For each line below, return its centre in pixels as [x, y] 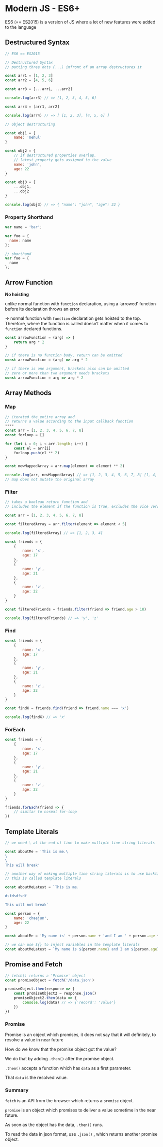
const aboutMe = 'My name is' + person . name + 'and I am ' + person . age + [82, 936]
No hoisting [17, 294]
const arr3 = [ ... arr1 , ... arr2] [39, 89]
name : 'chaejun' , [31, 918]
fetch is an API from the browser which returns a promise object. [70, 1101]
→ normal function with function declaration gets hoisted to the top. [73, 318]
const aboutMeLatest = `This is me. [42, 887]
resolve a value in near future [34, 1039]
